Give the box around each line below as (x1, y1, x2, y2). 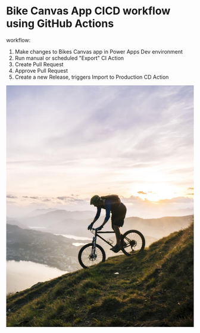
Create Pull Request (14, 61, 64, 68)
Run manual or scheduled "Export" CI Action (14, 54, 124, 61)
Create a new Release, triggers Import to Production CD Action (14, 73, 169, 80)
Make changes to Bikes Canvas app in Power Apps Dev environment (14, 48, 183, 55)
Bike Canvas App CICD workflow (6, 4, 171, 18)
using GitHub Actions (6, 17, 114, 30)
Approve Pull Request (14, 67, 68, 74)
